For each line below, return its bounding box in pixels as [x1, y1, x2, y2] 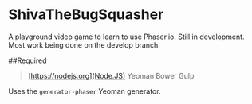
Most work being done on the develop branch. [8, 40, 161, 49]
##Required [8, 56, 47, 65]
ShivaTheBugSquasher [8, 6, 164, 24]
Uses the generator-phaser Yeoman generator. [8, 86, 161, 96]
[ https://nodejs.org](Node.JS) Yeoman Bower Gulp [27, 71, 195, 80]
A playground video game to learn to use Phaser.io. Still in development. [8, 32, 245, 41]
